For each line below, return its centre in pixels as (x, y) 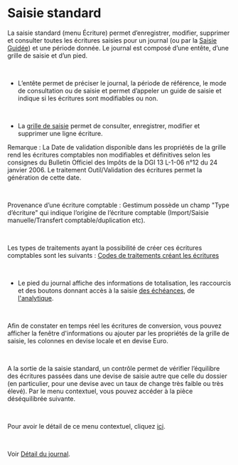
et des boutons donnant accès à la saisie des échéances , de (106, 291)
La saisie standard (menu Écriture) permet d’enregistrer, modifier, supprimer (119, 33)
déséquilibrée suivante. (42, 398)
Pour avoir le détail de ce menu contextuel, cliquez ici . (86, 426)
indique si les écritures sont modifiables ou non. (88, 98)
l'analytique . (36, 298)
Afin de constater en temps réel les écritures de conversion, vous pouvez (115, 325)
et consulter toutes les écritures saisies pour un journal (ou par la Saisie (112, 40)
